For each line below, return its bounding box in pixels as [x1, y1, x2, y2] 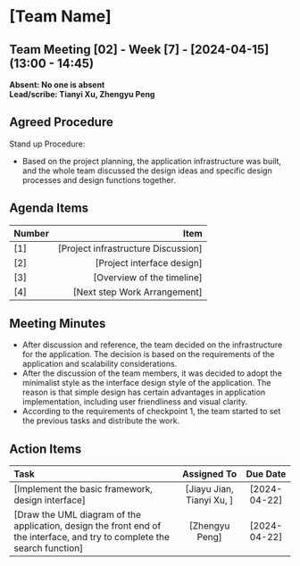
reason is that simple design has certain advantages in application [21, 387, 266, 398]
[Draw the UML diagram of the [13, 509, 141, 521]
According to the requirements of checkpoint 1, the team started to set [21, 406, 281, 417]
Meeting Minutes [9, 316, 106, 331]
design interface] [13, 494, 87, 506]
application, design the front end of [13, 520, 162, 532]
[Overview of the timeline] [93, 271, 203, 283]
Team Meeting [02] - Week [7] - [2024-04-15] [9, 42, 270, 57]
